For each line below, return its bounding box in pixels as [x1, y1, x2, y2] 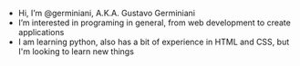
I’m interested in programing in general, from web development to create [17, 17, 292, 28]
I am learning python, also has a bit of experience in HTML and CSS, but [17, 36, 290, 47]
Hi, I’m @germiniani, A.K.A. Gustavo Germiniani [17, 8, 196, 18]
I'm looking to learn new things [17, 46, 135, 57]
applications [17, 27, 65, 37]
